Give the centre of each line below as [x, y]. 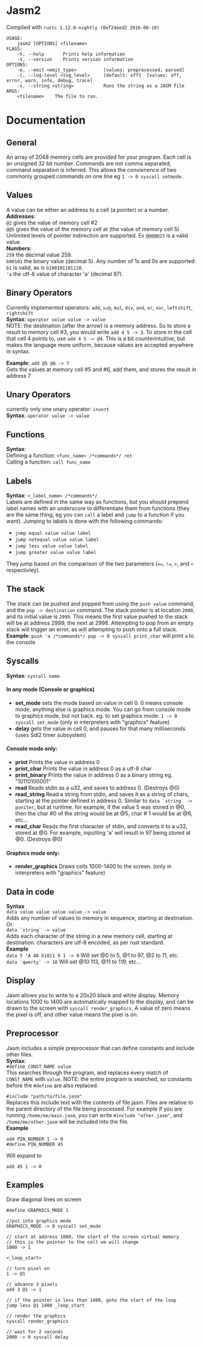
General [22, 142]
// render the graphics [36, 1316]
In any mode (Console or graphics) [50, 689]
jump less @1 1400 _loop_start [46, 1306]
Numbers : [19, 248]
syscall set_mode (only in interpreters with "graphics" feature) [92, 722]
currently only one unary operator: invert [58, 409]
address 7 [19, 375]
